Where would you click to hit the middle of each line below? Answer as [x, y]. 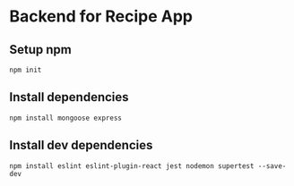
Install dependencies [69, 97]
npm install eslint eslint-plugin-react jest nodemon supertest [132, 166]
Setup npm [40, 50]
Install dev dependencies [81, 145]
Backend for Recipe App [101, 17]
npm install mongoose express [66, 118]
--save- [272, 166]
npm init [26, 70]
